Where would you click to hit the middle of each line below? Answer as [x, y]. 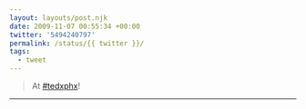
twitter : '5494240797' [52, 35]
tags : [20, 52]
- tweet [32, 60]
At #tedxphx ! [56, 86]
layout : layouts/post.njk [58, 18]
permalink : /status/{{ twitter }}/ [77, 43]
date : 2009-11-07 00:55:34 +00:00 [75, 26]
